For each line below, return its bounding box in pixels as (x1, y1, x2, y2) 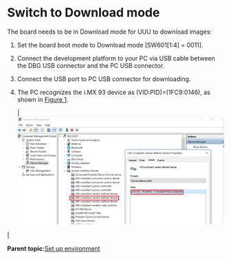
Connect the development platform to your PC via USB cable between (16, 54, 215, 63)
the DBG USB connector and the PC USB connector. (16, 61, 165, 69)
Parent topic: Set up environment (7, 245, 100, 253)
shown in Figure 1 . (16, 95, 69, 104)
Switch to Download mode (7, 5, 160, 21)
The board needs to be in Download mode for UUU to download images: (7, 27, 212, 36)
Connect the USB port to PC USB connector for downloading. (16, 74, 191, 83)
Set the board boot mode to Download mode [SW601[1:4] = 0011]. (16, 41, 203, 49)
